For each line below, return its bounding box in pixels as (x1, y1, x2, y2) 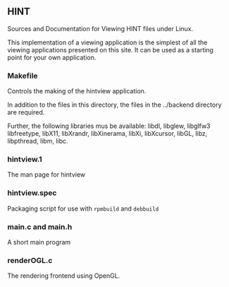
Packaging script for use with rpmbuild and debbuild (7, 204, 159, 213)
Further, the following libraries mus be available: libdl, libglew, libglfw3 (7, 122, 211, 130)
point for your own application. (7, 53, 97, 61)
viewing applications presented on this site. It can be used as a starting (7, 45, 213, 54)
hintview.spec (7, 188, 57, 198)
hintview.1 (7, 155, 42, 165)
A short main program (7, 238, 71, 246)
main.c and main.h (7, 222, 73, 232)
